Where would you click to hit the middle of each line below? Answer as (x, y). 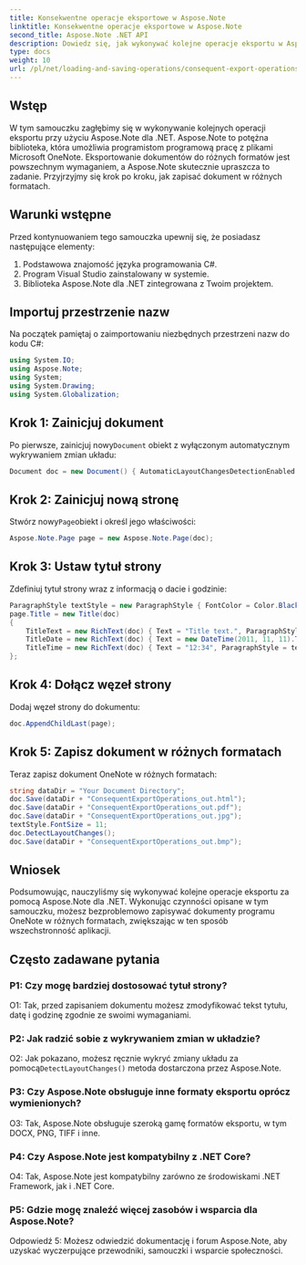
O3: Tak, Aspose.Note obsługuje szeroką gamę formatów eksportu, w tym (148, 1123)
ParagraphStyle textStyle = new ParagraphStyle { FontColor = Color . (144, 605)
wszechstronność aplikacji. (61, 931)
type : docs (30, 52)
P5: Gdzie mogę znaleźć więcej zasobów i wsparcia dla (133, 1209)
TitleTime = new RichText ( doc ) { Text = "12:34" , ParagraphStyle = (156, 648)
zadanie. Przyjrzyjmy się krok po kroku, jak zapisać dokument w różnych (146, 176)
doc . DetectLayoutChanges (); (63, 833)
